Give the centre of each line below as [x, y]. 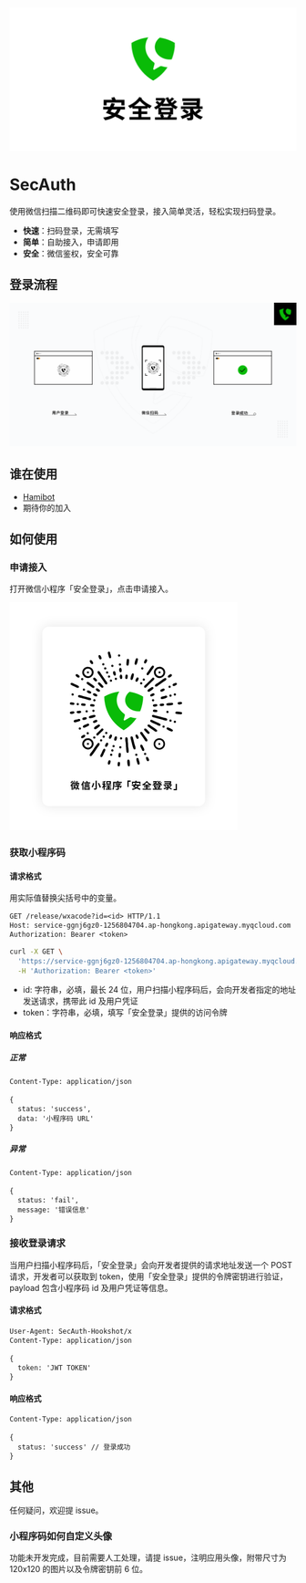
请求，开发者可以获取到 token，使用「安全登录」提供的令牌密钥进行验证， [149, 1276]
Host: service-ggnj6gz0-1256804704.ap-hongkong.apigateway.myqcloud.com [150, 926]
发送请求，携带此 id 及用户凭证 [80, 1001]
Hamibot [39, 496]
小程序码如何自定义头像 [61, 1536]
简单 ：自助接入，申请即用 [71, 242]
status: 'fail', [48, 1200]
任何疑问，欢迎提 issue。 [56, 1510]
